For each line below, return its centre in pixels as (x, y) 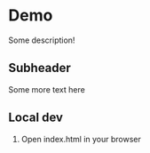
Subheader (40, 68)
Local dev (36, 118)
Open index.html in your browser (81, 139)
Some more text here (47, 89)
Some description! (42, 40)
